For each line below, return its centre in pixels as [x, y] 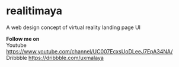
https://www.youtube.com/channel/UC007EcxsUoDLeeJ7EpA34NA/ [89, 51]
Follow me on [23, 39]
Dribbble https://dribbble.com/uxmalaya [55, 58]
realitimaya [34, 11]
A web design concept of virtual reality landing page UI [73, 27]
